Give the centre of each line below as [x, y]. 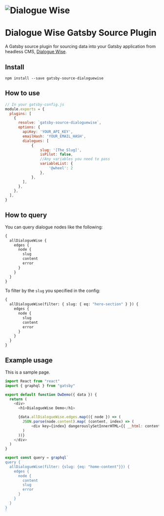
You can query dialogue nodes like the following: [54, 227]
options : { [29, 127]
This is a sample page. [28, 372]
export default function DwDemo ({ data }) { [51, 394]
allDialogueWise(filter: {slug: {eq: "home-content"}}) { [70, 467]
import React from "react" [32, 381]
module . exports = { [25, 109]
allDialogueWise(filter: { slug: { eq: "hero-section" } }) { [74, 304]
